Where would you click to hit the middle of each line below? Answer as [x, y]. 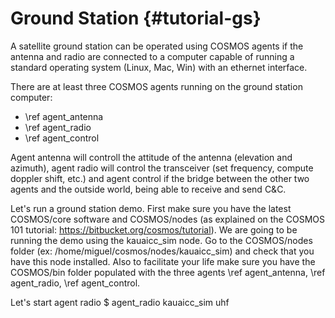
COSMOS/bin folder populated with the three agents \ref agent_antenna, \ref [168, 272]
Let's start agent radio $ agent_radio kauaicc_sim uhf [120, 302]
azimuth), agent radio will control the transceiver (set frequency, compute [162, 168]
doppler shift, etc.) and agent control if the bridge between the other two [160, 178]
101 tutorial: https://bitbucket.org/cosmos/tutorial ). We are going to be [154, 229]
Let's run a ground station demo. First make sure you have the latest [151, 208]
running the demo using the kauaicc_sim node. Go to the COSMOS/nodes [161, 240]
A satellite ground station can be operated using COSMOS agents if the [157, 46]
